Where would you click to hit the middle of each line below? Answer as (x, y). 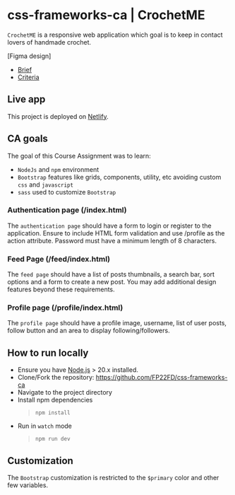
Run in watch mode (45, 426)
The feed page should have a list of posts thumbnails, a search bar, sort (111, 274)
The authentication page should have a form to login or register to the (109, 226)
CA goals (28, 139)
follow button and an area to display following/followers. (89, 331)
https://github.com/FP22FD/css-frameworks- (162, 378)
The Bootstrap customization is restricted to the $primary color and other (113, 478)
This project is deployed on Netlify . (58, 116)
